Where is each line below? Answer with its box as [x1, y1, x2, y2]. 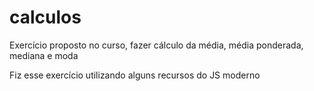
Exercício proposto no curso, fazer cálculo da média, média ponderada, [9, 39, 304, 51]
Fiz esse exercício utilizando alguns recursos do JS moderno [9, 69, 261, 81]
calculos [9, 6, 82, 29]
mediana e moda [9, 49, 79, 61]
